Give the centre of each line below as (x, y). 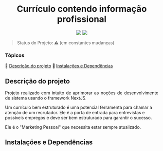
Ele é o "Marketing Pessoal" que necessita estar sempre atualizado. (73, 127)
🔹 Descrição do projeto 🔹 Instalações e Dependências (59, 66)
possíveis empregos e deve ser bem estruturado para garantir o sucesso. (79, 118)
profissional (82, 19)
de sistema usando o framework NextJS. (46, 98)
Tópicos (15, 55)
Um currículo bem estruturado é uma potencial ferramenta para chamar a (79, 107)
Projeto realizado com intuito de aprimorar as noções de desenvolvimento (82, 93)
